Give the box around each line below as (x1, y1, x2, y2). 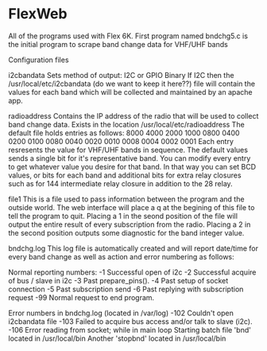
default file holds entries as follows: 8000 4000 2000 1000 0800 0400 (8, 128, 240, 138)
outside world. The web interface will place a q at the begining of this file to (8, 202, 255, 212)
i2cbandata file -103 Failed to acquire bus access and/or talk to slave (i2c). (8, 316, 253, 326)
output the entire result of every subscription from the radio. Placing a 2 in (8, 220, 251, 229)
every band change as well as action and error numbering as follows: (8, 252, 234, 261)
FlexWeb (8, 5, 68, 23)
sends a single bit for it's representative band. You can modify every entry (8, 153, 251, 163)
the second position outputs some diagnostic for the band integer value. (8, 228, 245, 237)
